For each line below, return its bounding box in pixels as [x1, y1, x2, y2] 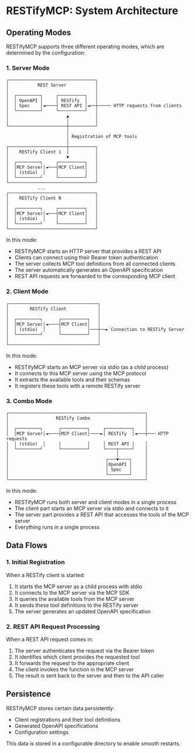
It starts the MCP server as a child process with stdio [14, 583, 142, 590]
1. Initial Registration [6, 558, 66, 566]
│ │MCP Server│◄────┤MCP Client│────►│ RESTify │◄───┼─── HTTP [6, 430, 169, 437]
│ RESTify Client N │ [6, 195, 98, 201]
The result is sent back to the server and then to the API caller [14, 672, 165, 679]
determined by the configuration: [6, 49, 86, 56]
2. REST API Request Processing [6, 622, 100, 630]
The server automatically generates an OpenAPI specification [14, 266, 163, 273]
